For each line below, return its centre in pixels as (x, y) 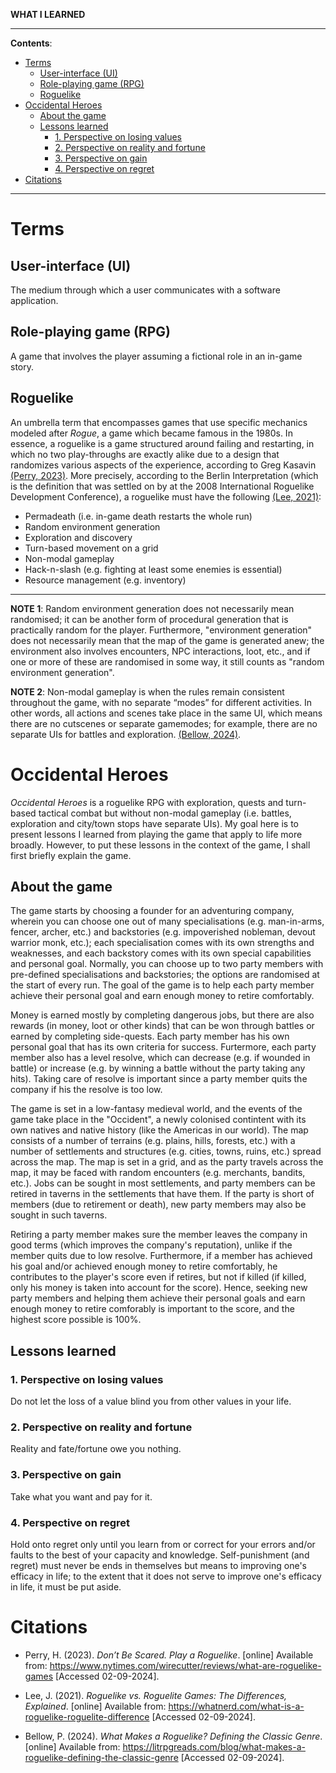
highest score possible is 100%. (76, 1320)
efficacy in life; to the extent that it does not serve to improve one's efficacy (166, 1576)
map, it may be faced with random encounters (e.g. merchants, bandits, (158, 1173)
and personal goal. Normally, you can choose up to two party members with (167, 964)
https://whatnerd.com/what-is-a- (236, 1706)
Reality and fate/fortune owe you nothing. (96, 1449)
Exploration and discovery (78, 537)
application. (34, 300)
